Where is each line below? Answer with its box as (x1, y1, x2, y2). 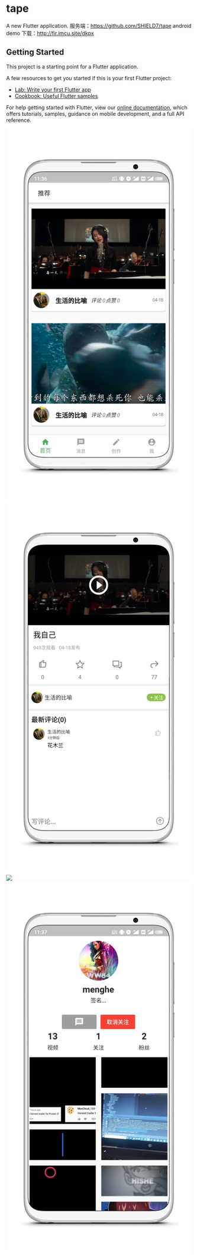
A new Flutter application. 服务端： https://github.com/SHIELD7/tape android (6, 22, 192, 29)
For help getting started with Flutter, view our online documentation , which (6, 103, 188, 111)
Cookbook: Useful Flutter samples (14, 92, 98, 99)
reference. (6, 116, 31, 124)
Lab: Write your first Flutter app (14, 86, 92, 93)
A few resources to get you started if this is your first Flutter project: (6, 74, 172, 81)
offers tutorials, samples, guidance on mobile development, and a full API (6, 110, 185, 117)
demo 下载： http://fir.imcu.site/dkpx (6, 29, 95, 37)
